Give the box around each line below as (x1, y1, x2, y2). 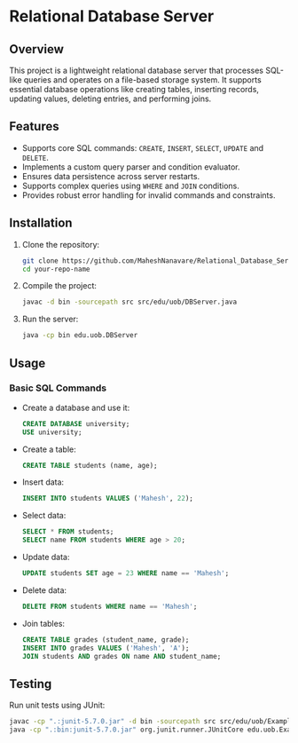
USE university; (21, 428, 82, 437)
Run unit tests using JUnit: (9, 700, 106, 711)
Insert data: (21, 477, 65, 487)
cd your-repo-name (21, 265, 90, 273)
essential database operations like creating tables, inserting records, (9, 84, 260, 94)
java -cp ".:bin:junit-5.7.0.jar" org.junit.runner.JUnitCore (9, 725, 244, 734)
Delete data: (21, 584, 67, 596)
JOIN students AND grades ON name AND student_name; (21, 652, 222, 660)
